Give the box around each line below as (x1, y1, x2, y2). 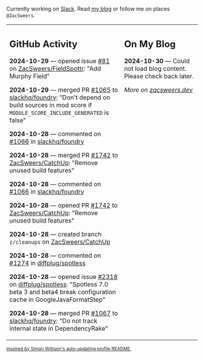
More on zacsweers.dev (124, 85, 193, 94)
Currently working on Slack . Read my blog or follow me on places (6, 5, 170, 12)
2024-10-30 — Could (124, 57, 190, 65)
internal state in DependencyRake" (9, 324, 108, 332)
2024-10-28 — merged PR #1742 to (9, 151, 118, 159)
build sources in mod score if (9, 100, 92, 109)
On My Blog (124, 38, 176, 50)
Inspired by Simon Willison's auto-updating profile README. (6, 346, 132, 352)
